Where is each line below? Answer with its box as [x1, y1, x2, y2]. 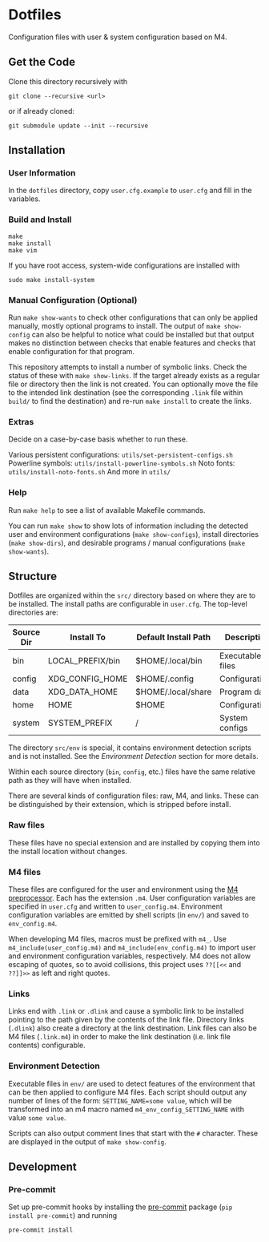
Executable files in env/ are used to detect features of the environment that [8, 1079, 255, 1088]
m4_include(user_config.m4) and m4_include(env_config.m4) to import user [8, 943, 256, 953]
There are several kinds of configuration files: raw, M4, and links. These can [8, 791, 259, 800]
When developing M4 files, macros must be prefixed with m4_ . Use [8, 934, 227, 944]
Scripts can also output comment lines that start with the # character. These [8, 1128, 259, 1138]
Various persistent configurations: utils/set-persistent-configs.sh [8, 450, 234, 460]
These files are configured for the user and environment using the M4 [8, 885, 239, 894]
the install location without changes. [8, 846, 128, 856]
